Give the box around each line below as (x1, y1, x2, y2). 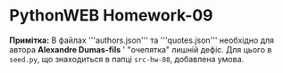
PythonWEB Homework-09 (9, 5, 213, 26)
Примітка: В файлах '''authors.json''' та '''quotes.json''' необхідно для (9, 35, 275, 45)
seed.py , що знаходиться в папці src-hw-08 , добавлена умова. (9, 53, 245, 64)
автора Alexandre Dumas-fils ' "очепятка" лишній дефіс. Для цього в (9, 44, 272, 54)
